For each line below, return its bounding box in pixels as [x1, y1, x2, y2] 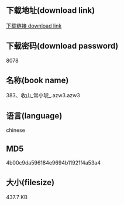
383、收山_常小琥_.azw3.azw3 [6, 92, 80, 99]
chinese [6, 127, 25, 134]
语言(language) [6, 111, 63, 121]
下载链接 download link [6, 22, 62, 29]
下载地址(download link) [6, 5, 95, 16]
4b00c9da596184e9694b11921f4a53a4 [6, 159, 101, 166]
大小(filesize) [6, 177, 54, 187]
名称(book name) [6, 76, 69, 86]
